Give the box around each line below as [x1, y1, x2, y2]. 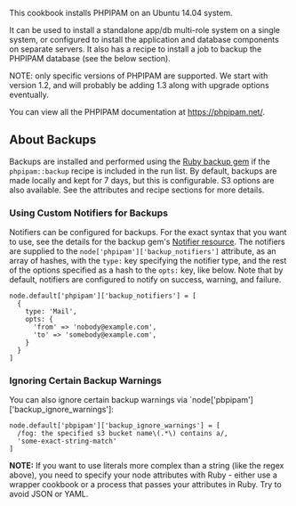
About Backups [9, 133, 97, 148]
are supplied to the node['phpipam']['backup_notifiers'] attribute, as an [9, 246, 277, 257]
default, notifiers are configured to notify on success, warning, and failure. [9, 274, 282, 285]
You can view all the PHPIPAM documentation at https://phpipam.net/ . [9, 107, 265, 117]
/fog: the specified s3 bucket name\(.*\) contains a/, [17, 429, 228, 438]
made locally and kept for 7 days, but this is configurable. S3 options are [9, 175, 275, 185]
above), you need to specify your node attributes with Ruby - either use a [9, 469, 278, 480]
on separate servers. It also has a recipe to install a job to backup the [9, 44, 262, 54]
